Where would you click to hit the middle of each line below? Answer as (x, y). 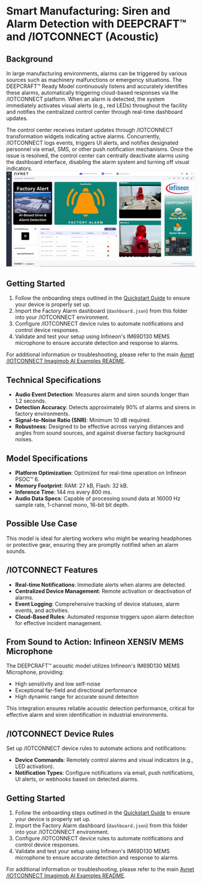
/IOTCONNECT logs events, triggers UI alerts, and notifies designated (92, 143)
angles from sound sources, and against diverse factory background (100, 433)
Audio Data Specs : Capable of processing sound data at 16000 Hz (98, 498)
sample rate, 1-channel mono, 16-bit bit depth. (72, 505)
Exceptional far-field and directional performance (76, 690)
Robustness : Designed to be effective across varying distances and (99, 427)
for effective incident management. (58, 623)
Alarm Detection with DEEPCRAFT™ (96, 24)
